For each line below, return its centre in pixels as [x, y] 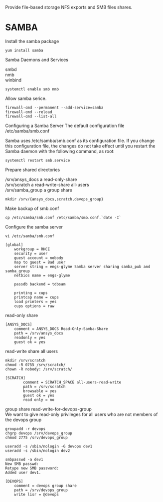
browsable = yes [40, 391]
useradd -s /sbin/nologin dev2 [38, 450]
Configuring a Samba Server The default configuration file [65, 125]
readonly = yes [30, 337]
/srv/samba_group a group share [39, 190]
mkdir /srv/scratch [25, 360]
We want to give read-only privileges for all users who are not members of [81, 414]
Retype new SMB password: [32, 468]
